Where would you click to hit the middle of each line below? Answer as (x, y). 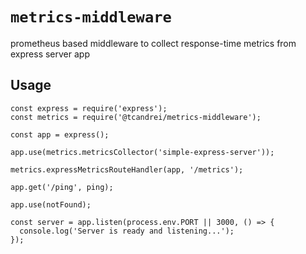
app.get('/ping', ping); (62, 187)
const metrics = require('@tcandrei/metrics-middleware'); (136, 117)
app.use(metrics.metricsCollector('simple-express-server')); (142, 152)
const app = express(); (60, 134)
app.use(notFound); (51, 204)
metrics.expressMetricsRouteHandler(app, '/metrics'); (127, 169)
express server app (50, 54)
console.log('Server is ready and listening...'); (127, 231)
